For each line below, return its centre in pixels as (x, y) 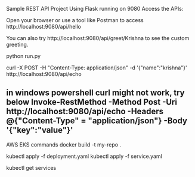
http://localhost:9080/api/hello (44, 27)
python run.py (23, 56)
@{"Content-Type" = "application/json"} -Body (97, 121)
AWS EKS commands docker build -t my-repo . (64, 144)
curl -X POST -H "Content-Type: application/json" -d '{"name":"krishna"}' (97, 68)
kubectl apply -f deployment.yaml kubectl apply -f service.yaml (84, 156)
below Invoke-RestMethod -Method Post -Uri (92, 102)
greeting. (17, 45)
